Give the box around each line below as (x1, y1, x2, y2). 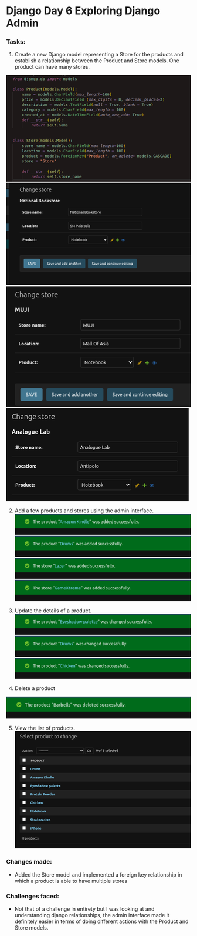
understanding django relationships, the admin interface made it (14, 912, 170, 919)
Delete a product (14, 685, 56, 692)
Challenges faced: (6, 892, 60, 900)
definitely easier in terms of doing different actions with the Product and (14, 918, 189, 925)
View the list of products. (14, 725, 76, 732)
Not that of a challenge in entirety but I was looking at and (14, 905, 155, 912)
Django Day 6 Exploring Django (6, 4, 161, 18)
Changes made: (6, 858, 53, 866)
